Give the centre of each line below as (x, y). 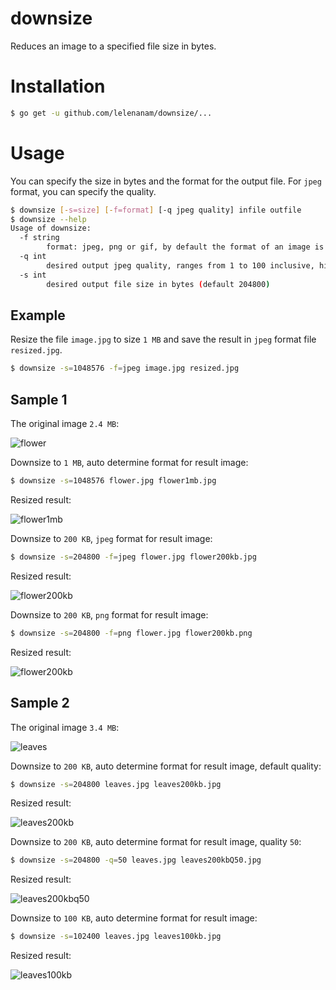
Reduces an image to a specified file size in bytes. (113, 46)
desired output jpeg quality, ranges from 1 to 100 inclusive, (180, 265)
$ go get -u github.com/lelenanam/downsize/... (111, 113)
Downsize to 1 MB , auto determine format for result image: (129, 463)
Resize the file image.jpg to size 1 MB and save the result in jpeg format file (163, 339)
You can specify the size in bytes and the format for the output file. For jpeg (166, 181)
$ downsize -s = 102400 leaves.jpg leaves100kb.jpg (116, 937)
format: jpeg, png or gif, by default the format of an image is (185, 247)
